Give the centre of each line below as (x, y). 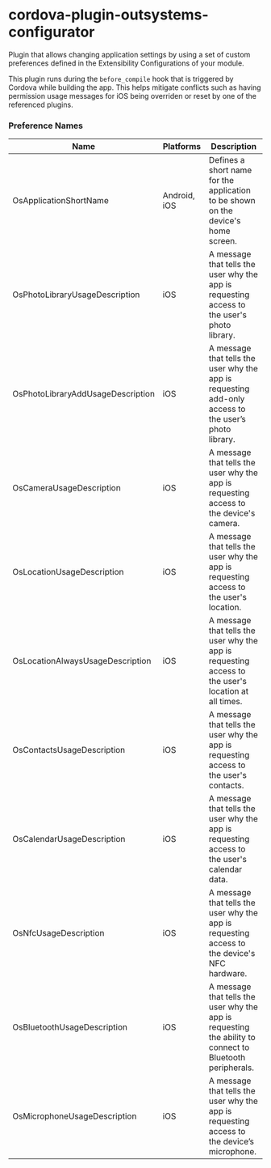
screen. (223, 241)
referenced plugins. (41, 104)
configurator (52, 32)
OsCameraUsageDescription (67, 488)
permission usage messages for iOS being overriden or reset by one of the (132, 96)
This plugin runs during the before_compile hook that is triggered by (121, 79)
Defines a (227, 160)
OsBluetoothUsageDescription (70, 1027)
